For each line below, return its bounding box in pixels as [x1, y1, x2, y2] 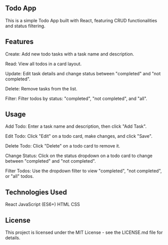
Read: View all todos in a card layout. [5, 61, 82, 67]
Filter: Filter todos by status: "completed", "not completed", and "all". [5, 95, 147, 102]
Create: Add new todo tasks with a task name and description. [5, 51, 134, 57]
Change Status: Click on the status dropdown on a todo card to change [5, 153, 152, 159]
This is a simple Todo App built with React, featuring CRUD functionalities [5, 17, 157, 23]
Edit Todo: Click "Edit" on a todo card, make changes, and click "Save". [5, 133, 152, 139]
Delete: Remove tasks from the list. [5, 85, 77, 91]
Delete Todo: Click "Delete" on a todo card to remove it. [5, 143, 121, 149]
